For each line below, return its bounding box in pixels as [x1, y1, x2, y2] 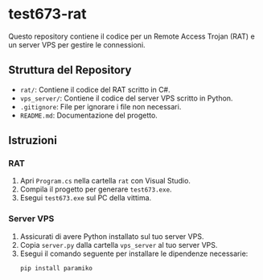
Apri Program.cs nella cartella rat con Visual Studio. [19, 176, 191, 186]
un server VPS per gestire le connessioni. [8, 39, 146, 49]
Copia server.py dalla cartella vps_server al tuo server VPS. [19, 240, 218, 249]
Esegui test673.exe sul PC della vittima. [19, 193, 152, 203]
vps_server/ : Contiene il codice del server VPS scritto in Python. [19, 93, 233, 103]
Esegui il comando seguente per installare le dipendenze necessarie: [19, 249, 249, 258]
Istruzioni [8, 134, 58, 147]
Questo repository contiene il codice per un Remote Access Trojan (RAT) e [8, 31, 255, 41]
